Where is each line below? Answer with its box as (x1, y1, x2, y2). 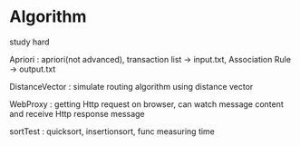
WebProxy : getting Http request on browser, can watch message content (9, 98, 284, 110)
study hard (9, 36, 50, 47)
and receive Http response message (9, 108, 145, 119)
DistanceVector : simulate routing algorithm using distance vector (9, 81, 254, 92)
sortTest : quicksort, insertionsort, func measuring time (9, 125, 216, 137)
